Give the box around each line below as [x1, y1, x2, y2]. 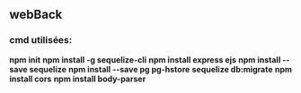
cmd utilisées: [9, 34, 73, 46]
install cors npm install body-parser [9, 73, 146, 84]
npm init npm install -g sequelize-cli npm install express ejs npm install [9, 54, 281, 65]
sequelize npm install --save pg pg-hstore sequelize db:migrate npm [29, 63, 293, 74]
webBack [9, 7, 63, 22]
